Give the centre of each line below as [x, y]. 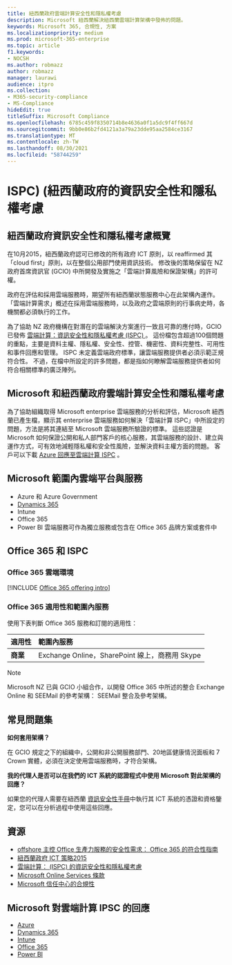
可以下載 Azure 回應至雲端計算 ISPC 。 [68, 455]
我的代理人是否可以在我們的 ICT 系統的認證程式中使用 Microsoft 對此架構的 [114, 776]
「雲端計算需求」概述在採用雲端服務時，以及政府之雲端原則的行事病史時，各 [116, 303]
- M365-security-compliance [48, 97]
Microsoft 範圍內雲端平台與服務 [75, 478]
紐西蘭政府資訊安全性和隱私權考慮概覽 [89, 236]
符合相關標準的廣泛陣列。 [43, 370]
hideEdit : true [29, 110]
